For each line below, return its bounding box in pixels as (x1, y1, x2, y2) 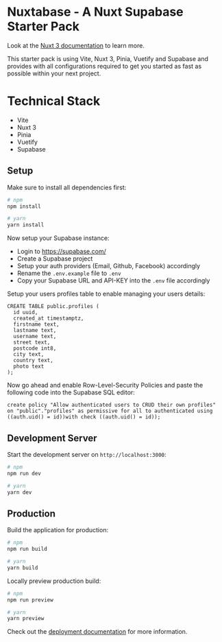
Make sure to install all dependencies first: (7, 183, 127, 191)
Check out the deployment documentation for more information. (7, 628, 188, 636)
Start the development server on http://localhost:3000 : (7, 451, 166, 458)
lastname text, (13, 327, 57, 334)
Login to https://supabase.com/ (16, 248, 106, 256)
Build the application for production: (7, 526, 108, 534)
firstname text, (13, 321, 60, 328)
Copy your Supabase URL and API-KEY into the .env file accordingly (16, 276, 210, 285)
